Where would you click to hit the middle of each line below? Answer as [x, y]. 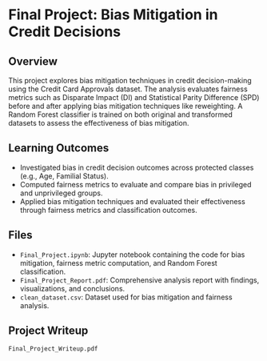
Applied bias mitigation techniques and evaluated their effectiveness [132, 201]
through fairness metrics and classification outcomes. [108, 210]
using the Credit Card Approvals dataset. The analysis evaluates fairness [128, 89]
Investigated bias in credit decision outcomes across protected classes [137, 167]
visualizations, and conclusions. [72, 288]
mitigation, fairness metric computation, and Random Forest [118, 263]
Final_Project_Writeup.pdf [53, 349]
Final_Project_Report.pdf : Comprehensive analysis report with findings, [139, 280]
